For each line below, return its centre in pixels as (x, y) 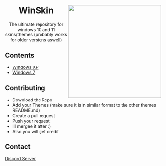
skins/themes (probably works (36, 34)
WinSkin (36, 11)
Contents (20, 55)
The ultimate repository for (36, 24)
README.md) (26, 110)
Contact (18, 147)
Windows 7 (24, 72)
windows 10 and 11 (36, 29)
